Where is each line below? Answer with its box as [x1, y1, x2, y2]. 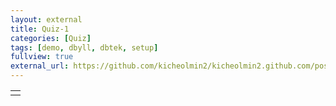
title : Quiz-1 [10, 24, 70, 34]
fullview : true [10, 52, 74, 62]
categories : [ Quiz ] [10, 33, 92, 43]
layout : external [10, 14, 83, 25]
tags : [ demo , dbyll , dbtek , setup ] [10, 42, 159, 53]
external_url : [10, 61, 70, 71]
